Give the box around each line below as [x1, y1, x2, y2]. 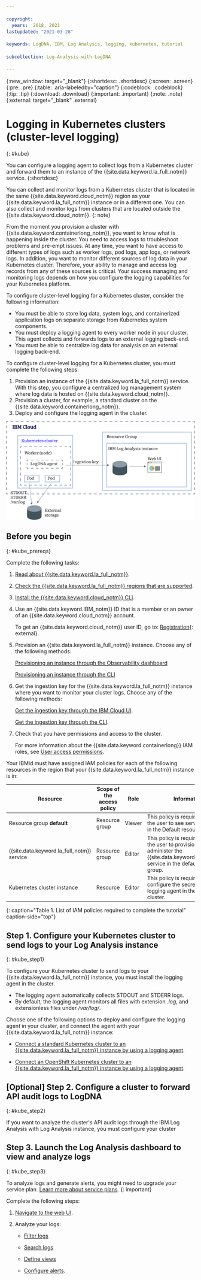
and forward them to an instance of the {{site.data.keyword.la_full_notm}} [6, 168, 187, 175]
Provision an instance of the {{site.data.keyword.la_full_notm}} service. [14, 377, 190, 384]
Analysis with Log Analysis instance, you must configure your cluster [6, 1126, 176, 1133]
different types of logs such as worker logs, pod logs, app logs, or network [6, 248, 190, 256]
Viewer [124, 820, 142, 827]
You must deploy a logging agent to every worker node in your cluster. [14, 329, 188, 336]
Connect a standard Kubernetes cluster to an [14, 1041, 126, 1048]
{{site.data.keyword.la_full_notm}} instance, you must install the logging [6, 973, 183, 981]
